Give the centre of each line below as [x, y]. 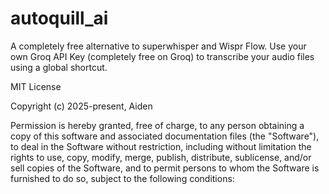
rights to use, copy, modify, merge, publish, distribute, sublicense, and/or [161, 157]
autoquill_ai [59, 18]
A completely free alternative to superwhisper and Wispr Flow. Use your [158, 46]
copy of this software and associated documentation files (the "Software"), [165, 136]
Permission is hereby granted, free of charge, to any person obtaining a [157, 125]
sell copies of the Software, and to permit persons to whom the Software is [165, 168]
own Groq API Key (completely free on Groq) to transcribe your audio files [162, 56]
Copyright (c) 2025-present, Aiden [81, 106]
